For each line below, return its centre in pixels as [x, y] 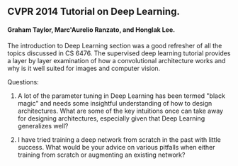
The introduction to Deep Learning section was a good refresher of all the [115, 45]
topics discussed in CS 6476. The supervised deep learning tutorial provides [119, 53]
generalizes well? [43, 126]
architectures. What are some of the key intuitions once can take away [120, 111]
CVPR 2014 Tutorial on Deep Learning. [94, 12]
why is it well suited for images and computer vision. [84, 68]
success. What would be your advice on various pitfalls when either [116, 147]
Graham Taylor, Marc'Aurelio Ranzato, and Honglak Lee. [91, 29]
